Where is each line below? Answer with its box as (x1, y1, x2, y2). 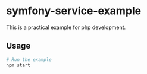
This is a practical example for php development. (6, 24, 126, 31)
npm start (6, 62, 31, 68)
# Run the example (6, 56, 52, 63)
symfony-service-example (6, 4, 142, 18)
